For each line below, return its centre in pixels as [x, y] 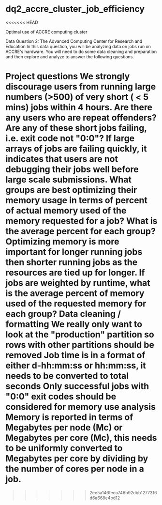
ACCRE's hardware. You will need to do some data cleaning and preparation [81, 52]
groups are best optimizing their [71, 190]
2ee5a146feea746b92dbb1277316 [123, 492]
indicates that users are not [62, 159]
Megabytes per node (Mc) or [64, 427]
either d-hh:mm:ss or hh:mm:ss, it [76, 366]
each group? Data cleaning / [63, 314]
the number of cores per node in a [75, 469]
